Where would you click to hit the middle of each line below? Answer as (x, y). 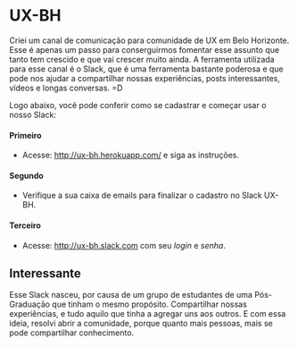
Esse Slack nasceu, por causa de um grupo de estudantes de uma (131, 295)
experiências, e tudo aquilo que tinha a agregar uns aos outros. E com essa (148, 314)
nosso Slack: (33, 114)
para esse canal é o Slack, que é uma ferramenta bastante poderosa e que (146, 69)
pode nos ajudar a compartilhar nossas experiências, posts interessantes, (145, 78)
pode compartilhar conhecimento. (72, 333)
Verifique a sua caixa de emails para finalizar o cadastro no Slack (142, 195)
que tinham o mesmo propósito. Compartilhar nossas (149, 304)
